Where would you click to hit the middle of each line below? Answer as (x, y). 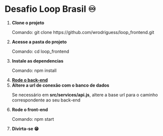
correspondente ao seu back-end (46, 100)
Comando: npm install (34, 70)
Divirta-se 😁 (25, 129)
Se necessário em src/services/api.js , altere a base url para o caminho (85, 95)
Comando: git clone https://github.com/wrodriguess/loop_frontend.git (83, 32)
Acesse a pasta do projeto (39, 42)
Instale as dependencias (38, 61)
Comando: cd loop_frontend (40, 51)
